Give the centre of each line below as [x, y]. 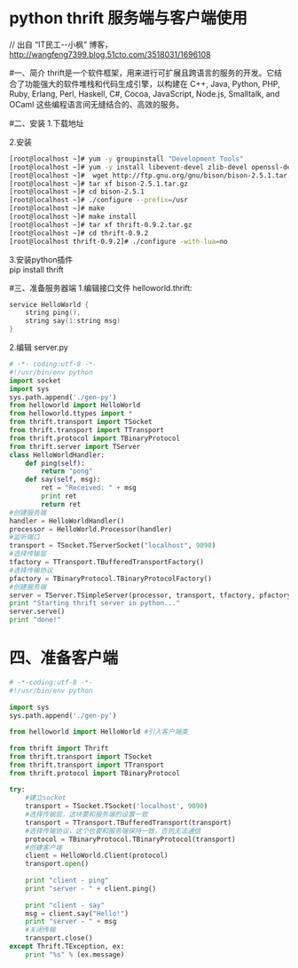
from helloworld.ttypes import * [71, 413]
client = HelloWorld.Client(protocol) [97, 856]
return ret [61, 504]
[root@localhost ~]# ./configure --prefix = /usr [99, 201]
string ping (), [53, 313]
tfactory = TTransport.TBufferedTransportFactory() [106, 563]
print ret [59, 496]
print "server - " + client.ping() [91, 888]
